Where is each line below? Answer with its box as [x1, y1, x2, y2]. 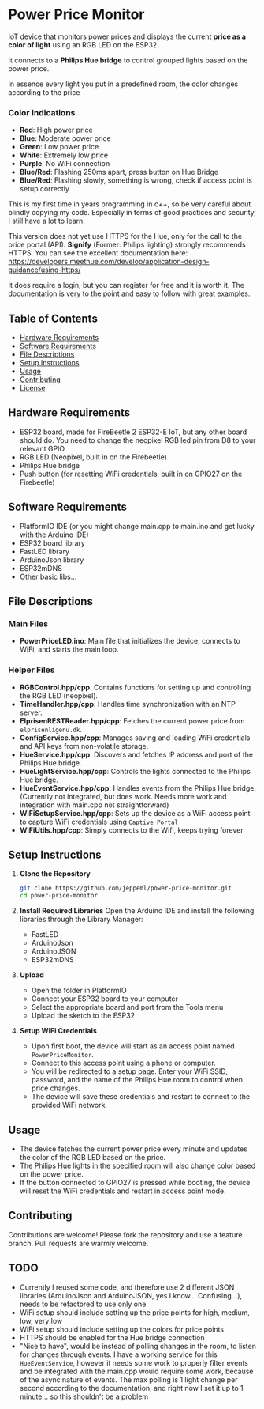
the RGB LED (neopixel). [19, 690, 99, 701]
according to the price [8, 87, 80, 96]
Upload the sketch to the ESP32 [31, 1010, 136, 1021]
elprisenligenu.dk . [19, 724, 83, 734]
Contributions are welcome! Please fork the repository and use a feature [8, 1230, 243, 1239]
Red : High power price [19, 125, 93, 135]
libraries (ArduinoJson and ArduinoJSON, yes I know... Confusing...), [19, 1290, 243, 1300]
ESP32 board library [19, 538, 85, 547]
